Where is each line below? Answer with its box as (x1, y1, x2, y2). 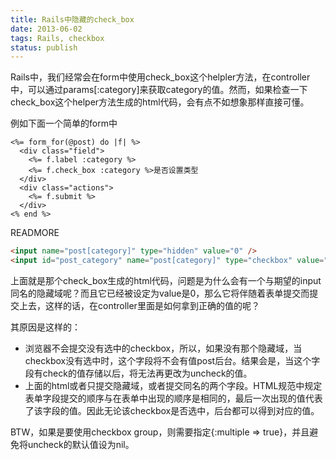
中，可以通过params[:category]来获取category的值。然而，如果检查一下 (10, 84, 308, 96)
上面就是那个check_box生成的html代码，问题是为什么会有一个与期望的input (10, 275, 322, 286)
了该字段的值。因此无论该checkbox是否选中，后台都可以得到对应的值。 (24, 405, 320, 416)
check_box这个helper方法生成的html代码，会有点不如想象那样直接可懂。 (10, 96, 310, 108)
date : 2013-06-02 (10, 24, 83, 34)
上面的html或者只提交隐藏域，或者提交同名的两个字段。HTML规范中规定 (24, 380, 323, 391)
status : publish (10, 42, 78, 53)
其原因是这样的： (10, 321, 81, 333)
